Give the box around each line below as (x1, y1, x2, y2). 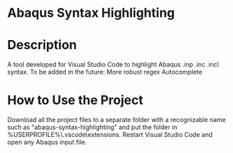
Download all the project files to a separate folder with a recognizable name (7, 116, 226, 124)
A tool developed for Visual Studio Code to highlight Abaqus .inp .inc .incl (7, 60, 219, 69)
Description (7, 37, 77, 53)
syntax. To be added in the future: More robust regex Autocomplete (7, 68, 203, 76)
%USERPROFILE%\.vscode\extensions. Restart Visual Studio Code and (7, 131, 213, 139)
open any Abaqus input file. (7, 138, 87, 147)
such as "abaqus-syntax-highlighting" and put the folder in (7, 123, 178, 131)
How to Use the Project (7, 93, 144, 108)
